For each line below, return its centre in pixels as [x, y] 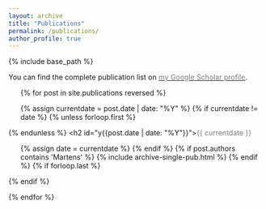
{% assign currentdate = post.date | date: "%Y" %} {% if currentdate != [139, 109]
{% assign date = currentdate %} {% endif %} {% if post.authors [128, 149]
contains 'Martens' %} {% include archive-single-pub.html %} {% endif [139, 157]
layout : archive [36, 16]
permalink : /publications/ [54, 31]
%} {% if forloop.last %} [60, 166]
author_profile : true [45, 38]
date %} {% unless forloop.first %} [78, 117]
